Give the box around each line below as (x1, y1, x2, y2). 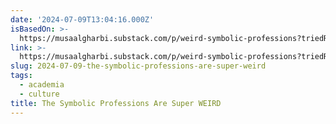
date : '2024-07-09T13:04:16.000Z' (10, 14, 155, 25)
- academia (19, 80, 65, 90)
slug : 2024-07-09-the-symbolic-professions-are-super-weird (10, 61, 267, 71)
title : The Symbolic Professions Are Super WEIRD (10, 98, 222, 108)
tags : (10, 71, 33, 81)
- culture (19, 89, 60, 99)
